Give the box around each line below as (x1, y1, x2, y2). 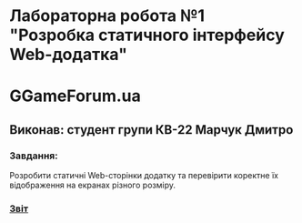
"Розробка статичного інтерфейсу (9, 25, 285, 46)
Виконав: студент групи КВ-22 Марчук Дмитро (9, 122, 294, 137)
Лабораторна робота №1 (9, 5, 206, 26)
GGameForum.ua (9, 86, 141, 106)
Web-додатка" (9, 45, 127, 65)
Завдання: (9, 149, 59, 162)
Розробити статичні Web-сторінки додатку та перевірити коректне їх (9, 170, 279, 181)
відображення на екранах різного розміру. (9, 179, 176, 191)
